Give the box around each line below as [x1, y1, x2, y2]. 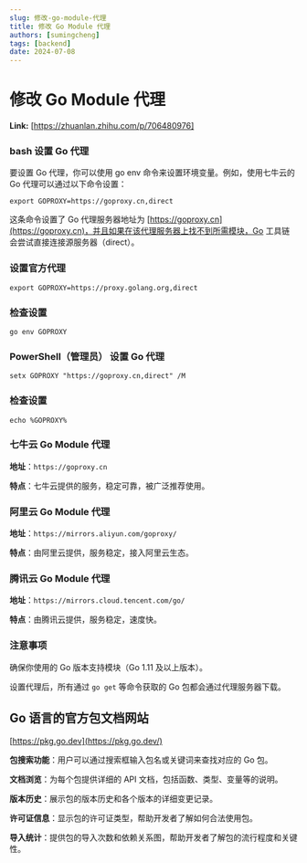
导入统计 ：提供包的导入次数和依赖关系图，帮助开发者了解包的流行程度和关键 [9, 832, 298, 843]
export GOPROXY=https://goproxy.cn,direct [9, 197, 174, 206]
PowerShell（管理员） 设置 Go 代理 [9, 350, 165, 363]
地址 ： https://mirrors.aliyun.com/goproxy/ [9, 528, 177, 539]
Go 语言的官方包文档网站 [9, 710, 149, 726]
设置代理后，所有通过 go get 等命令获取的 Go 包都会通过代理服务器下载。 [9, 681, 286, 692]
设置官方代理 [9, 262, 67, 275]
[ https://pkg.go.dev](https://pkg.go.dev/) [9, 735, 163, 746]
